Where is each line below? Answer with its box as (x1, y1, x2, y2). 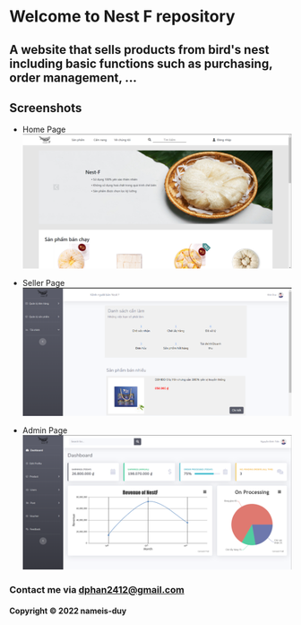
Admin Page (21, 424, 68, 436)
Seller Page (21, 277, 65, 288)
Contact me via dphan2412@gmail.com (9, 583, 185, 595)
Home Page (21, 124, 66, 135)
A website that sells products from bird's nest (9, 42, 270, 57)
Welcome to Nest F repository (9, 6, 236, 27)
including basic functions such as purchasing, (9, 56, 273, 71)
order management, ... (9, 70, 137, 85)
